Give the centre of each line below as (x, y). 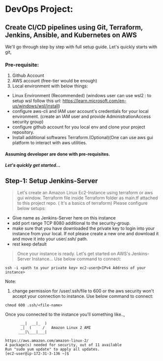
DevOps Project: (39, 9)
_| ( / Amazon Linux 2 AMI (56, 328)
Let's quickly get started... (33, 165)
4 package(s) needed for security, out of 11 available (63, 345)
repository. (23, 132)
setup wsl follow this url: (37, 101)
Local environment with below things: (50, 86)
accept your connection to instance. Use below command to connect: (83, 296)
